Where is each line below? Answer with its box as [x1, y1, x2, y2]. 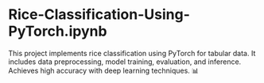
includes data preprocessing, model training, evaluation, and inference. [8, 57, 242, 66]
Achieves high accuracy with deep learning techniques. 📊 [8, 66, 200, 75]
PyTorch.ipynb [8, 22, 107, 40]
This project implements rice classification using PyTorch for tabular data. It [8, 48, 256, 58]
